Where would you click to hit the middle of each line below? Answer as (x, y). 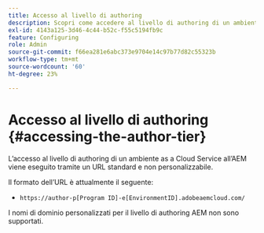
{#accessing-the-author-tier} (107, 137)
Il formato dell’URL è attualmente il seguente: (81, 182)
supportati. (26, 220)
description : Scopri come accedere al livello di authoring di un (119, 23)
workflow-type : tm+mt (44, 60)
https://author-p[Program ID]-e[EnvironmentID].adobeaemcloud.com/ (132, 198)
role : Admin (27, 45)
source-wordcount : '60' (47, 67)
